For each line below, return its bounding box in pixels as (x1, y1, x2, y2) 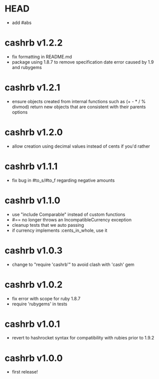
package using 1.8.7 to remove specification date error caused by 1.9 (11, 59, 154, 65)
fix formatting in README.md (11, 54, 72, 60)
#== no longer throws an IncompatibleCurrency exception (11, 216, 132, 223)
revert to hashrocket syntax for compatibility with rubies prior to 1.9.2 (11, 335, 154, 341)
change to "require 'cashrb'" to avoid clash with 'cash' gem (11, 261, 134, 267)
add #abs (11, 20, 32, 26)
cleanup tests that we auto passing (11, 222, 84, 228)
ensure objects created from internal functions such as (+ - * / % (11, 98, 146, 104)
